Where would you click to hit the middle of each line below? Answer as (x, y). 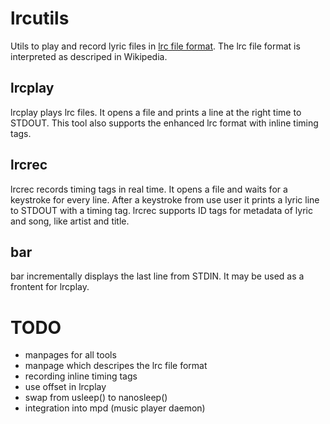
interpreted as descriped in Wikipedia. (89, 56)
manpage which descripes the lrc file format (116, 366)
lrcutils (40, 18)
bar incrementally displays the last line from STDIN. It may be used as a (157, 276)
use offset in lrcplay (65, 387)
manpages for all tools (70, 355)
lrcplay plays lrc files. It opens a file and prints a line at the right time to (156, 112)
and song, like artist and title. (70, 221)
